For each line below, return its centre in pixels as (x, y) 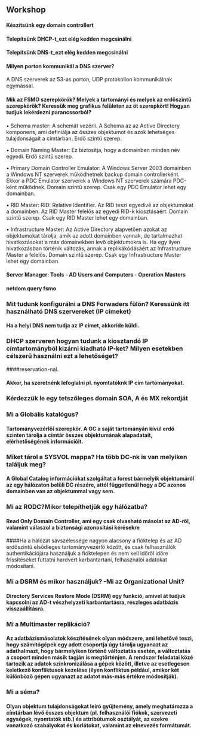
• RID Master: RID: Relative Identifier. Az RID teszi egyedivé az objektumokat (100, 205)
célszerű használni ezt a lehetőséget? (62, 356)
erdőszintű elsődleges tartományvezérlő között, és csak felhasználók (91, 547)
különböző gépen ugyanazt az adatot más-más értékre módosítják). (92, 676)
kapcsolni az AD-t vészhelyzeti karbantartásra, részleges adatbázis (93, 602)
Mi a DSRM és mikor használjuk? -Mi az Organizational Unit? (95, 582)
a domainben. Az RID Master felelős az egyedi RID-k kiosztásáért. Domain (97, 211)
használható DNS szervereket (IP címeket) (69, 311)
